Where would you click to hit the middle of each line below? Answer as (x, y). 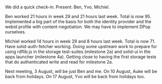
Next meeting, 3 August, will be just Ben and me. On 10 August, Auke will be (81, 71)
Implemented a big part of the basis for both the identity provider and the (78, 22)
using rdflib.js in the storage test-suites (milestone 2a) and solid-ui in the (78, 51)
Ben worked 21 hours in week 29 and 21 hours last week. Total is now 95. (78, 16)
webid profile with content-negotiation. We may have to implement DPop (78, 27)
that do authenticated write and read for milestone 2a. (59, 62)
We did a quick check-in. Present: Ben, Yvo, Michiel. (57, 7)
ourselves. (16, 32)
